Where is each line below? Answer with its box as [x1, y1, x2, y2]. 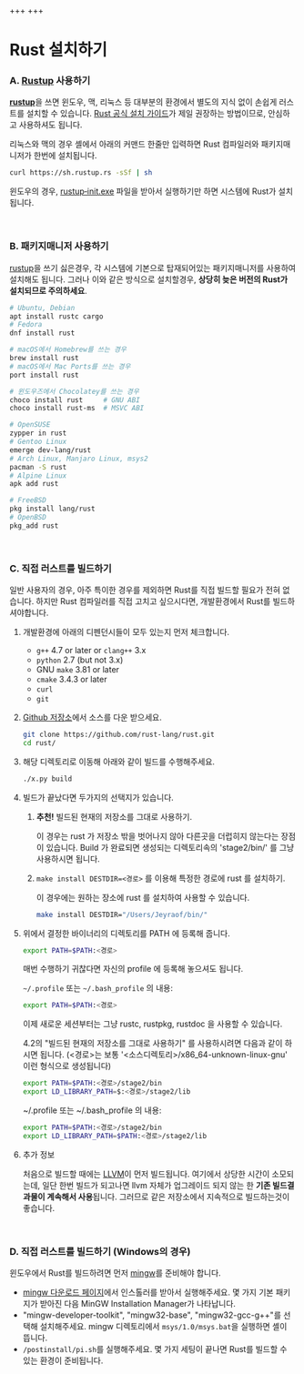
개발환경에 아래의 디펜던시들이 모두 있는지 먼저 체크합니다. [22, 627, 230, 638]
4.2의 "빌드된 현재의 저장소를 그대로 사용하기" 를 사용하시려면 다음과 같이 [22, 1038, 283, 1049]
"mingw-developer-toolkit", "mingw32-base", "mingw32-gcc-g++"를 [22, 1309, 282, 1320]
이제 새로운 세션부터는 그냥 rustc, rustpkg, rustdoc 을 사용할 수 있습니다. [22, 1018, 283, 1029]
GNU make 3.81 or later [35, 664, 120, 675]
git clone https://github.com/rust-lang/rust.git [22, 730, 216, 740]
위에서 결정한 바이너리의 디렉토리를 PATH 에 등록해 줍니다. [22, 927, 230, 938]
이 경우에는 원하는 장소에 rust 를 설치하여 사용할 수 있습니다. [35, 892, 250, 903]
